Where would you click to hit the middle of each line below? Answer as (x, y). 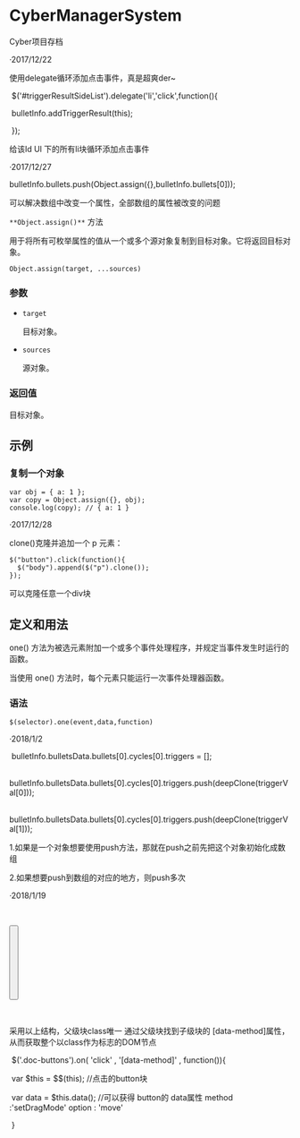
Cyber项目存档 (37, 41)
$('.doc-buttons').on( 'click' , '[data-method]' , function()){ (118, 1060)
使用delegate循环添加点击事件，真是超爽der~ (93, 78)
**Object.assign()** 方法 (56, 221)
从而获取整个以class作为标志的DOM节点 (83, 1042)
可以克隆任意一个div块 (50, 594)
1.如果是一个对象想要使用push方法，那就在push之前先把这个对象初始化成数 (147, 848)
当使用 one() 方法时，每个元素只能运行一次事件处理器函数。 (119, 678)
